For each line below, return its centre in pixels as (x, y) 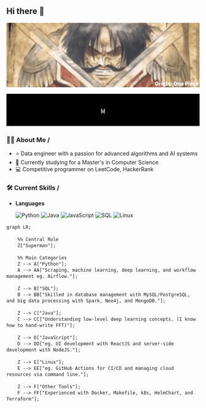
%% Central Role (38, 240)
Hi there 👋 (25, 11)
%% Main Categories (42, 258)
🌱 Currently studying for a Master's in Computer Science (87, 163)
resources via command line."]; (48, 375)
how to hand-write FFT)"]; (41, 326)
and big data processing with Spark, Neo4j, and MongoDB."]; (86, 301)
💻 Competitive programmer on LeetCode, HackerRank (84, 169)
